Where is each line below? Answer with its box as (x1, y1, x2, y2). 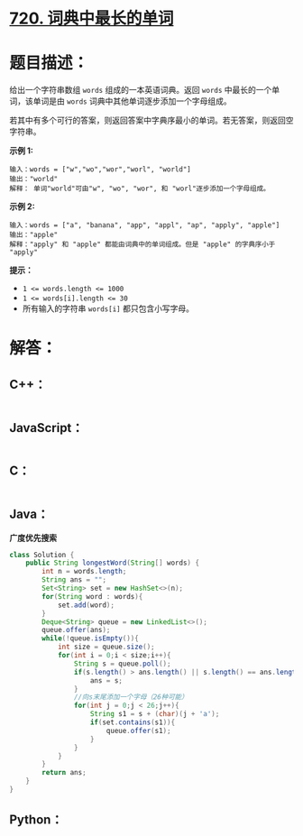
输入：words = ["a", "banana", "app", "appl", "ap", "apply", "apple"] (9, 221, 280, 230)
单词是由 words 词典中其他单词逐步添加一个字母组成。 (32, 96, 232, 106)
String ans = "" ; (41, 575, 106, 584)
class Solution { (9, 550, 75, 559)
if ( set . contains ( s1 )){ (89, 718, 176, 727)
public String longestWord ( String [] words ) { (25, 558, 200, 568)
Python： (9, 813, 63, 828)
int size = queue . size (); (57, 642, 155, 652)
